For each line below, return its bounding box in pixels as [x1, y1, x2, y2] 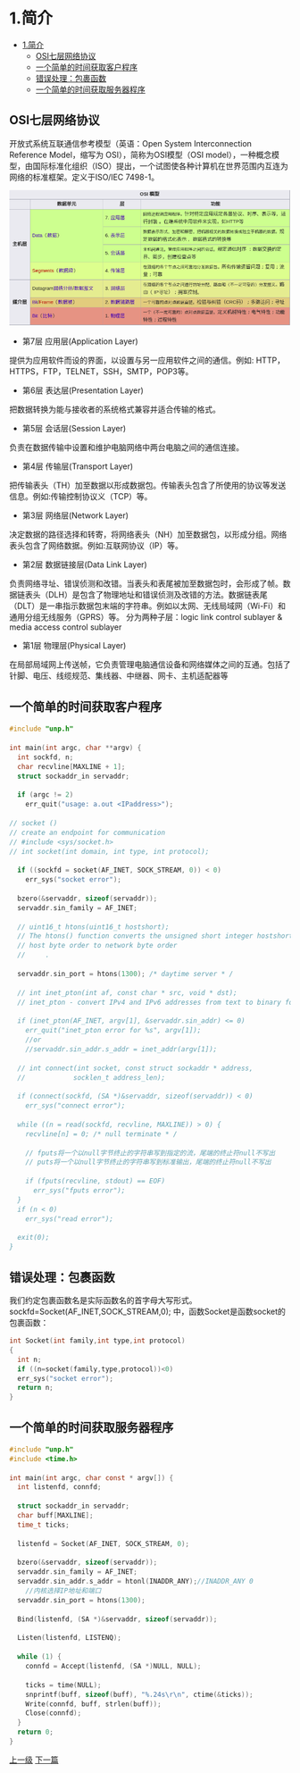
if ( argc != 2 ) [17, 790, 74, 799]
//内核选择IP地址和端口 [25, 1586, 102, 1595]
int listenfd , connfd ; [17, 1483, 102, 1492]
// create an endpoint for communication [9, 828, 166, 837]
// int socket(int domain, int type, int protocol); [9, 847, 210, 856]
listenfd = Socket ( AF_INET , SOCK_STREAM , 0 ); [17, 1539, 190, 1548]
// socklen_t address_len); [17, 1073, 166, 1082]
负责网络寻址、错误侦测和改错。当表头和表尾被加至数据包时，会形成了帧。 [9, 578, 283, 590]
